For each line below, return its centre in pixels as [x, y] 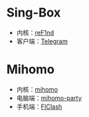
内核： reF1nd [35, 32]
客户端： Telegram [42, 41]
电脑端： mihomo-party [49, 98]
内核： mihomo [37, 89]
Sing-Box [34, 13]
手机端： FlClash [39, 106]
